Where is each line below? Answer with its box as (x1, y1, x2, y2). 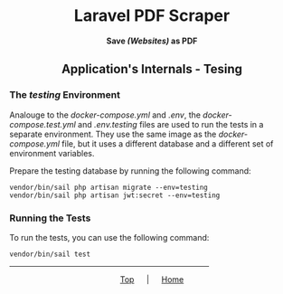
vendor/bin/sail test (9, 250, 91, 259)
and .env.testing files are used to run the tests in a (78, 119, 264, 129)
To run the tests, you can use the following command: (9, 232, 210, 242)
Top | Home (119, 273, 184, 285)
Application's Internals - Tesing (61, 62, 242, 77)
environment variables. (9, 147, 95, 158)
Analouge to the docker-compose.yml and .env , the (9, 109, 202, 120)
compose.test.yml (9, 119, 77, 129)
